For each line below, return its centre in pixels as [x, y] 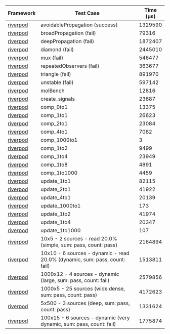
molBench [52, 91]
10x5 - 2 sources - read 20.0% [79, 239]
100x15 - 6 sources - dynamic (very [85, 318]
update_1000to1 [60, 206]
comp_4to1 [54, 132]
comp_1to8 [54, 165]
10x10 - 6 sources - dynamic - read [85, 253]
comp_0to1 [54, 107]
